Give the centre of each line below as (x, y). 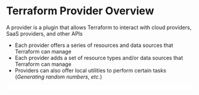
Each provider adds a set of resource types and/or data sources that (99, 58)
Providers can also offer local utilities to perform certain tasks (91, 70)
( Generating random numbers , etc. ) (58, 77)
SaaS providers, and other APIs (44, 33)
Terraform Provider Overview (80, 11)
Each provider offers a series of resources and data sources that (94, 45)
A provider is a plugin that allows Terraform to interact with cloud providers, (99, 27)
